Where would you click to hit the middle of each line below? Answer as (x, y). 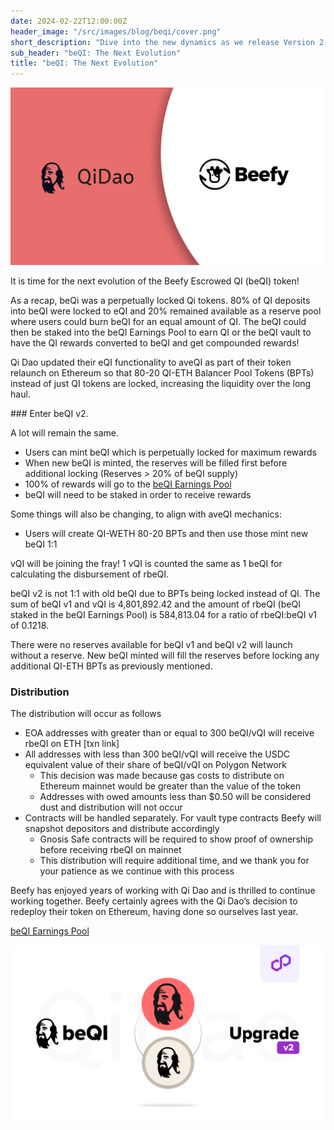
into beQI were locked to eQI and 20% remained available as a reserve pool (166, 311)
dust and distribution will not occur (111, 807)
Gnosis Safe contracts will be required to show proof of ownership (176, 839)
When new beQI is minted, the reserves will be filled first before (156, 462)
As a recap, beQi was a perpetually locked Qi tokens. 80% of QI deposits (160, 300)
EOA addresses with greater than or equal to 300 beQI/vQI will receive (169, 732)
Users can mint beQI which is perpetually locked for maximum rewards (170, 452)
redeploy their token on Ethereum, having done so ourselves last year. (154, 911)
